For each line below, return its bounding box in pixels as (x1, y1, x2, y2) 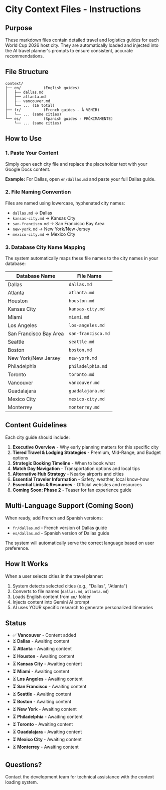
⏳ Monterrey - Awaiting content (12, 744, 79, 750)
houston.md (68, 298, 95, 304)
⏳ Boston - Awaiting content (12, 699, 72, 705)
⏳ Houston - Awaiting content (12, 653, 75, 660)
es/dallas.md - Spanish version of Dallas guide (12, 530, 109, 536)
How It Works (5, 560, 49, 568)
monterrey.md (68, 405, 100, 410)
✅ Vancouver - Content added (12, 632, 77, 638)
